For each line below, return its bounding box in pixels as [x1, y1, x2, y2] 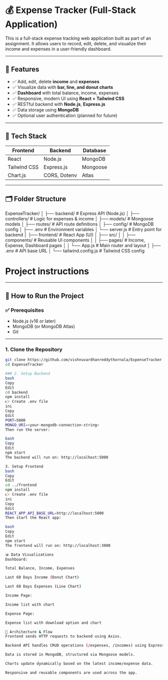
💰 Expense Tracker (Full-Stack [5, 5, 136, 16]
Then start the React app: [5, 515, 61, 520]
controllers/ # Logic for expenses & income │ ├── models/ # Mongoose [5, 216, 153, 222]
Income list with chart [5, 602, 55, 607]
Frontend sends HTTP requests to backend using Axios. [5, 634, 122, 639]
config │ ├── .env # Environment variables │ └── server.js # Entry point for [5, 226, 162, 233]
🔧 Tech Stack [5, 132, 47, 141]
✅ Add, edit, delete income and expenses [12, 78, 99, 84]
